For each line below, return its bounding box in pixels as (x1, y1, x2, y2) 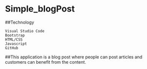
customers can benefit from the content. (5, 59, 86, 65)
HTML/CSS (5, 37, 23, 42)
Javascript (5, 41, 27, 46)
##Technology (5, 19, 35, 25)
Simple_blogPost (5, 3, 75, 14)
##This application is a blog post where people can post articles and (5, 54, 143, 60)
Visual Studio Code (5, 28, 45, 33)
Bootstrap (5, 33, 25, 38)
